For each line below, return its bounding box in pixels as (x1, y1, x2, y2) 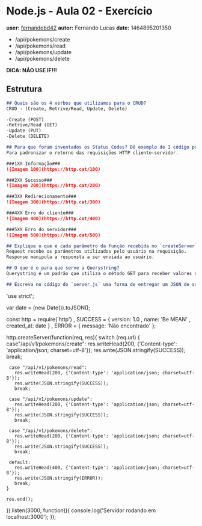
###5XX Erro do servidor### (6, 226, 77, 232)
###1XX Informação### (6, 161, 61, 167)
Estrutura (6, 84, 43, 94)
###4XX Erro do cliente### (6, 210, 74, 216)
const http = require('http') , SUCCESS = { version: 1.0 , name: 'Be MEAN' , (6, 315, 191, 323)
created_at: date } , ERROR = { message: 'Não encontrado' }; (6, 322, 156, 329)
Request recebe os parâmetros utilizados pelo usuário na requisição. (6, 249, 187, 255)
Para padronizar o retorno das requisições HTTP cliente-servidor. (6, 149, 179, 156)
